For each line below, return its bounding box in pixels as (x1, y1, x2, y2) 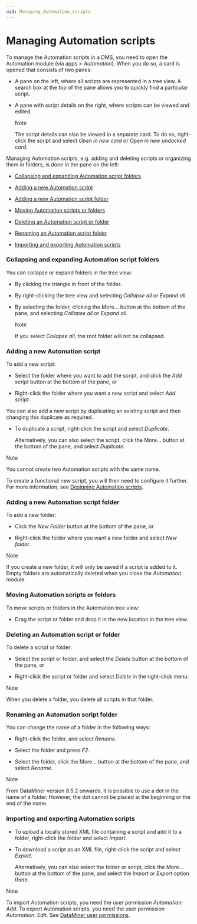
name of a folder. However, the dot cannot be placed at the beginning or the (6, 794, 191, 801)
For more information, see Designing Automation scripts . (6, 483, 144, 490)
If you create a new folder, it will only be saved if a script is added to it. (6, 563, 178, 571)
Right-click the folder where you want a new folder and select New (14, 535, 177, 542)
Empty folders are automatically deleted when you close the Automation (6, 570, 182, 577)
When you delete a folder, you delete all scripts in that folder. (6, 696, 154, 703)
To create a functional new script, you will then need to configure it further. (6, 477, 188, 484)
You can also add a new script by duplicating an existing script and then (6, 408, 181, 415)
